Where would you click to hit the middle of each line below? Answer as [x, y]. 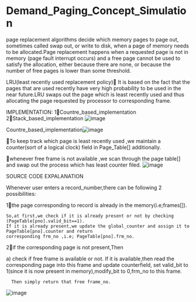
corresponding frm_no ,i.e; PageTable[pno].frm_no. [70, 236]
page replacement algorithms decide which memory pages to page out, [92, 39]
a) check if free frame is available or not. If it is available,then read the [90, 259]
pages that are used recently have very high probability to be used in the [94, 88]
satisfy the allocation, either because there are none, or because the [88, 64]
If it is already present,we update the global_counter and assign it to [98, 226]
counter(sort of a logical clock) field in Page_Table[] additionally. [84, 147]
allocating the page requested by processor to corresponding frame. [89, 100]
